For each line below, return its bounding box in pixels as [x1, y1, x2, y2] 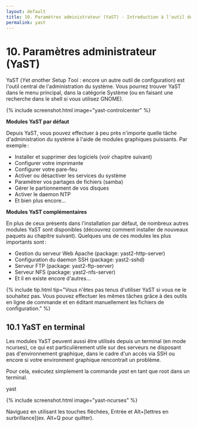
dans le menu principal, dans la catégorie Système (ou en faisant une [6, 89, 174, 96]
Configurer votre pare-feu [14, 166, 77, 173]
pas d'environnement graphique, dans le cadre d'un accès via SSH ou [6, 350, 175, 357]
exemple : [6, 142, 29, 149]
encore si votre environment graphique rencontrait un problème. [6, 357, 161, 364]
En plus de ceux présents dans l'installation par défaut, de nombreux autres [6, 220, 189, 227]
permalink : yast [6, 19, 46, 25]
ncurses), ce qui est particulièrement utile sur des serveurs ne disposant [6, 344, 181, 351]
